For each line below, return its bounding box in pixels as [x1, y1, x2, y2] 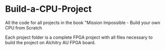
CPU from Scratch [5, 25, 42, 30]
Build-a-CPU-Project [5, 3, 92, 15]
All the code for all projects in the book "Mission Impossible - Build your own [5, 20, 161, 25]
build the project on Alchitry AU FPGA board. [5, 39, 96, 45]
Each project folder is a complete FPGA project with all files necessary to [5, 34, 153, 40]
